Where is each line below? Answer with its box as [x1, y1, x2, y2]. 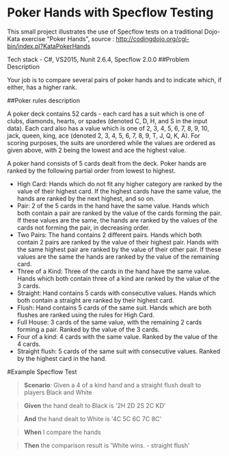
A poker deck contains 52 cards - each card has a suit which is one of [7, 110, 205, 118]
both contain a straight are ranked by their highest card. [16, 296, 174, 304]
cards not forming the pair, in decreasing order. [16, 223, 150, 231]
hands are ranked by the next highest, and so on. [16, 194, 155, 203]
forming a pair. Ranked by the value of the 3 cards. [16, 325, 160, 333]
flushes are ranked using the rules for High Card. [16, 310, 155, 319]
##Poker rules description [7, 96, 81, 104]
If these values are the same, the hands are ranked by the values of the [16, 216, 217, 224]
